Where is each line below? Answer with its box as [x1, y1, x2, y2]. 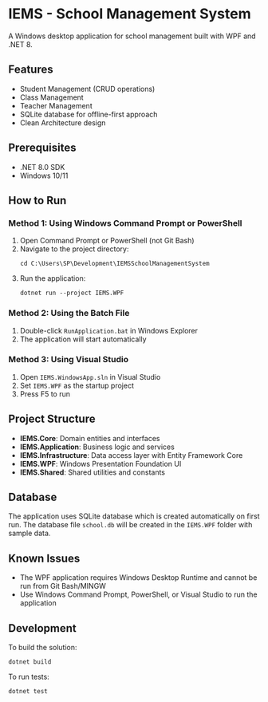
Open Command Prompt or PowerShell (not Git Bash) [19, 236, 195, 246]
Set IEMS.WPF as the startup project [19, 381, 134, 390]
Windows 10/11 [19, 171, 69, 180]
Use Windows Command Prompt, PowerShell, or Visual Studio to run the [19, 590, 258, 599]
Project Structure [8, 412, 96, 426]
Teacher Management [19, 101, 93, 110]
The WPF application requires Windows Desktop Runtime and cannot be [19, 573, 258, 582]
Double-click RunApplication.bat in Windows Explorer [19, 325, 198, 335]
